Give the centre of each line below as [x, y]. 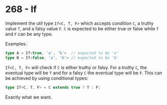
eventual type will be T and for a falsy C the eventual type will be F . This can [84, 73]
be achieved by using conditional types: [47, 78]
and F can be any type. [29, 34]
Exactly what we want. [29, 97]
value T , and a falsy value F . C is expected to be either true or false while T [82, 28]
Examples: [16, 43]
